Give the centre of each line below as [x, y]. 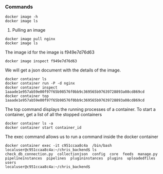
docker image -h [21, 17]
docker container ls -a [29, 123]
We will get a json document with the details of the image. [63, 70]
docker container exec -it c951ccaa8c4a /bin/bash [58, 146]
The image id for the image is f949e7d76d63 [50, 52]
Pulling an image [29, 30]
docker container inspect [31, 88]
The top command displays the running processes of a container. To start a [80, 109]
